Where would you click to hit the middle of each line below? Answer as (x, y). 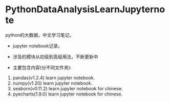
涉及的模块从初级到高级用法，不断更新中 (55, 57)
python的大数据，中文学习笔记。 (40, 35)
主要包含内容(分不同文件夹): (42, 67)
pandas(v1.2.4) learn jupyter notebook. (54, 78)
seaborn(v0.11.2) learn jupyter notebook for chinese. (68, 88)
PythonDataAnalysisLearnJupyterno (85, 9)
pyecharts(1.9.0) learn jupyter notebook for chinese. (68, 94)
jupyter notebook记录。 (37, 46)
